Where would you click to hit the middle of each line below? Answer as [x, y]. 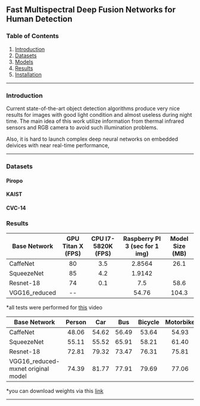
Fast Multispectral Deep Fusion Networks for [91, 10]
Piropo [15, 181]
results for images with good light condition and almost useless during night [99, 114]
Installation [28, 75]
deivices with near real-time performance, [58, 145]
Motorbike [180, 322]
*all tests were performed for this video [54, 307]
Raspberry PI [142, 238]
